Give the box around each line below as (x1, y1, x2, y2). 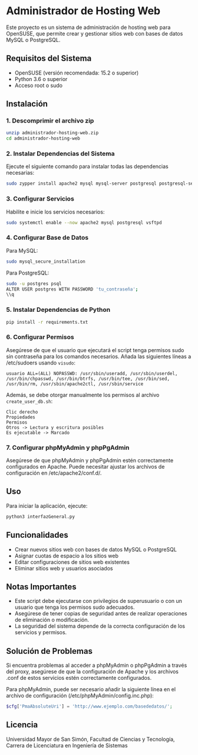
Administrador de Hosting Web (6, 4, 161, 18)
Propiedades (6, 414, 35, 420)
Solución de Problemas (6, 646, 93, 656)
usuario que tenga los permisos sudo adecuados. (14, 604, 135, 611)
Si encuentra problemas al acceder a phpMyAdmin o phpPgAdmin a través (6, 662, 187, 669)
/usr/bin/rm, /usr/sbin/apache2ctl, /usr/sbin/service (6, 380, 144, 387)
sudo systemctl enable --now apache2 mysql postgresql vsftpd (6, 220, 162, 225)
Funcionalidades (6, 530, 69, 540)
